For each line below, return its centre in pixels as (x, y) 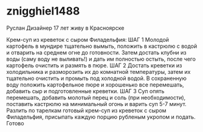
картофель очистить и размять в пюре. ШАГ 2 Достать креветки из (94, 65)
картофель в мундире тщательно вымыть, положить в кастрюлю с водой (102, 46)
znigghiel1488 (43, 11)
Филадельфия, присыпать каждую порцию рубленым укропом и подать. (101, 117)
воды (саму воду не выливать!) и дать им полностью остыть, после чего (101, 59)
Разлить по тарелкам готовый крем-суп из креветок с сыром (86, 110)
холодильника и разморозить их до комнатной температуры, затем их (98, 71)
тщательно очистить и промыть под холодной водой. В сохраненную (97, 78)
